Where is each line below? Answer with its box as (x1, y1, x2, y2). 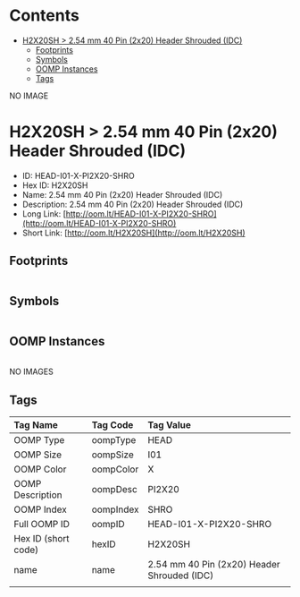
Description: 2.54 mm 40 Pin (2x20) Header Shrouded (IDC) (21, 199, 244, 209)
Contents (9, 5, 80, 26)
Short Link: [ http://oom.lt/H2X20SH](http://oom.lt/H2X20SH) (21, 227, 246, 238)
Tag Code (91, 419, 134, 431)
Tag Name (13, 419, 58, 431)
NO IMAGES (9, 366, 54, 377)
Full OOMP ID (13, 518, 70, 531)
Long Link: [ (21, 208, 67, 219)
